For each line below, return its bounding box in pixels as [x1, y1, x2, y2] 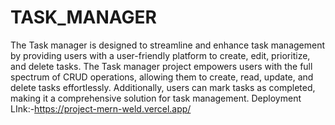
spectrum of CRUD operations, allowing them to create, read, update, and [10, 71, 314, 83]
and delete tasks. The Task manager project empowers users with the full [10, 60, 313, 72]
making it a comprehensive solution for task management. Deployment [10, 92, 302, 104]
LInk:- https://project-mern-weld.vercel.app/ [10, 102, 192, 115]
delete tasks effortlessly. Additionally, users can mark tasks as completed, [10, 81, 316, 93]
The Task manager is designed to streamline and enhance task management [10, 39, 326, 51]
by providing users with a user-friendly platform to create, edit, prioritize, [10, 49, 311, 61]
